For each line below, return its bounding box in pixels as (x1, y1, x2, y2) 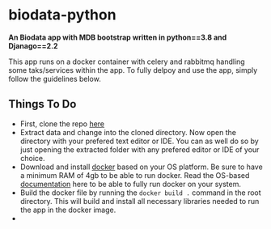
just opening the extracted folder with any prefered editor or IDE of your (19, 144, 260, 155)
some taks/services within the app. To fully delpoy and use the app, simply (8, 65, 258, 74)
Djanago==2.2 (8, 40, 58, 50)
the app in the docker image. (19, 205, 116, 214)
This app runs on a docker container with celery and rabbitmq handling (8, 57, 245, 66)
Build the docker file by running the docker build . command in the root (19, 188, 261, 197)
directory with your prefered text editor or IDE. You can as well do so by (19, 136, 259, 146)
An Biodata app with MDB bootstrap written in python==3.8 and (8, 32, 227, 42)
